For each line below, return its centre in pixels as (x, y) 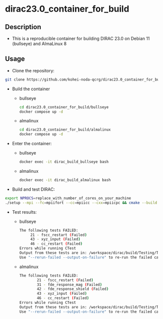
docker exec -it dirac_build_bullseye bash (64, 162)
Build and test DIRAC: (33, 189)
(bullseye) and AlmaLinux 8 (39, 44)
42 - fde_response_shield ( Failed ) (73, 289)
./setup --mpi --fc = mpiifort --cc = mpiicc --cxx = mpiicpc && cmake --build (81, 202)
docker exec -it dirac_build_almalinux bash (65, 180)
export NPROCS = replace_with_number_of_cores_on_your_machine (68, 198)
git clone (15, 79)
